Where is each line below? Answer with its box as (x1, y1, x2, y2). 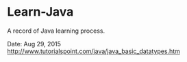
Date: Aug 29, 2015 (7, 40, 62, 48)
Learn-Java (7, 4, 74, 20)
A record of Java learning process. (7, 27, 105, 35)
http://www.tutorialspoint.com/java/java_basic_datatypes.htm (7, 47, 180, 55)
